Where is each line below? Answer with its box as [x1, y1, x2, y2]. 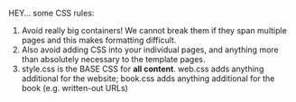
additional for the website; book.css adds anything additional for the [21, 73, 275, 84]
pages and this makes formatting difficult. [21, 35, 177, 45]
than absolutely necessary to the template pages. [21, 54, 206, 64]
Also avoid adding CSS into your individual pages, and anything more [21, 44, 279, 55]
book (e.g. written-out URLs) [21, 83, 128, 93]
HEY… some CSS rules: [8, 8, 95, 18]
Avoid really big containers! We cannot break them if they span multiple [21, 25, 288, 35]
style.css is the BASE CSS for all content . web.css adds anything [21, 63, 264, 74]
